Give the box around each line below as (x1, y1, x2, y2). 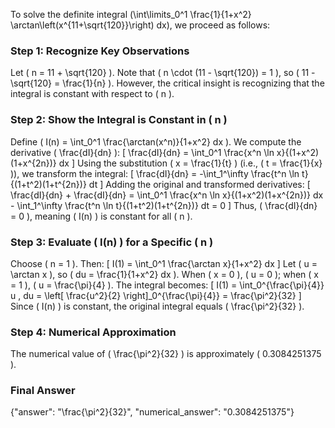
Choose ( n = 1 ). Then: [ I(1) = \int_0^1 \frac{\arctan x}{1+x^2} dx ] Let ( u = (10, 257, 318, 269)
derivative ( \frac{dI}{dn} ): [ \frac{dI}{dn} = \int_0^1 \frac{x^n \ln (10, 146, 275, 158)
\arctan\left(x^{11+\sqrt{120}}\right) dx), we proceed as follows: (10, 19, 271, 31)
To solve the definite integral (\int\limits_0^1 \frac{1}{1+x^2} (10, 9, 252, 20)
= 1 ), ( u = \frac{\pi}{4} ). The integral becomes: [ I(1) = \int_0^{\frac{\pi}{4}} (10, 279, 325, 291)
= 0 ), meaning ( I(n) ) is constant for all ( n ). (10, 210, 193, 222)
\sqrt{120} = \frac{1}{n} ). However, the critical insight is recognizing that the (10, 77, 325, 89)
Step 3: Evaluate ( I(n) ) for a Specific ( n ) (10, 235, 214, 249)
